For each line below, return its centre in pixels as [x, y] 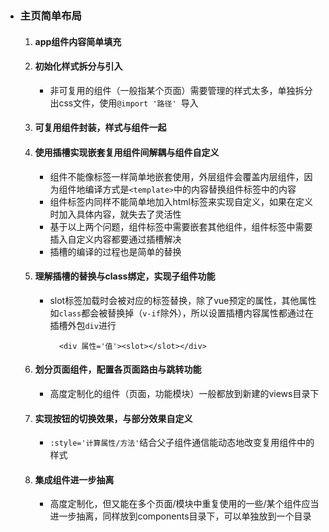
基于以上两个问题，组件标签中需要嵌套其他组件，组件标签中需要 [181, 226]
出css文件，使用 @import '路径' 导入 [124, 103]
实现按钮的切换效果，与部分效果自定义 [113, 418]
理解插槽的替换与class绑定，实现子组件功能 [125, 276]
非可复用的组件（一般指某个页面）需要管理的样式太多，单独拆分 [181, 90]
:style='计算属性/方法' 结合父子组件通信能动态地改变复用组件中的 [182, 443]
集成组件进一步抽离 [74, 479]
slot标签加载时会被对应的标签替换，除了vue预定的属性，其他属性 [183, 300]
